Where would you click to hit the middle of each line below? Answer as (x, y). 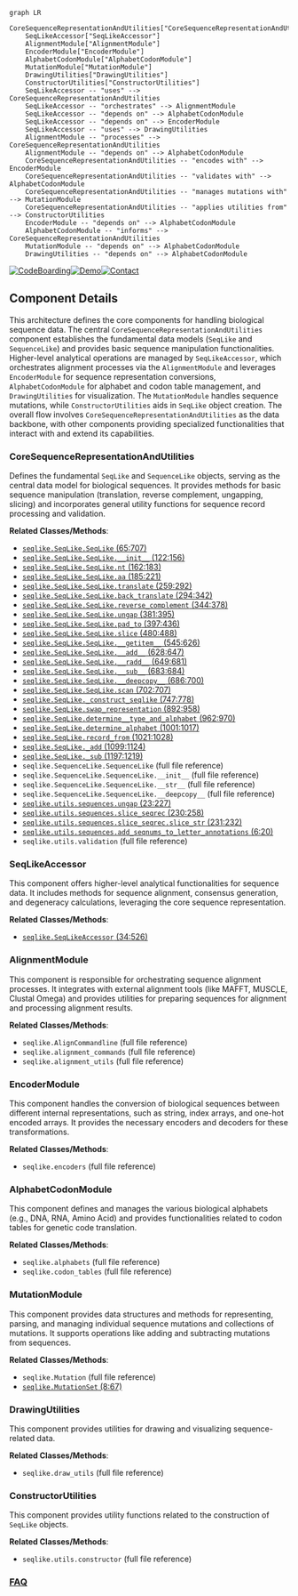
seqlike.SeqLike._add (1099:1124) (84, 746)
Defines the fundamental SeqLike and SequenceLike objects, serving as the (145, 476)
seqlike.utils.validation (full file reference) (105, 842)
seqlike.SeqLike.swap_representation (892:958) (111, 709)
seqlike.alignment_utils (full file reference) (103, 1061)
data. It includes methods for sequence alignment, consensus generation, (144, 893)
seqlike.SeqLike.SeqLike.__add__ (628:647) (103, 652)
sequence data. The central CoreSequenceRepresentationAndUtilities (136, 329)
